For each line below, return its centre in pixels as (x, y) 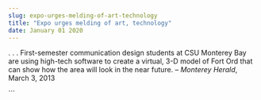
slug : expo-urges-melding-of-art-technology (83, 15)
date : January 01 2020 (46, 30)
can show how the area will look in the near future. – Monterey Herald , (123, 70)
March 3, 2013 (32, 78)
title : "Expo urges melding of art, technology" (90, 23)
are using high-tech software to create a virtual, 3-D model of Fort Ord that (130, 61)
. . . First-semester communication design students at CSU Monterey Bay (128, 53)
